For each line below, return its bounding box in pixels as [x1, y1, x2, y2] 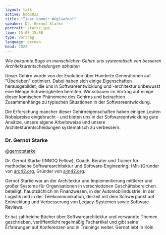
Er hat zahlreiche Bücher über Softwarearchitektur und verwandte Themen [5, 214, 158, 220]
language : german [5, 40, 41, 45]
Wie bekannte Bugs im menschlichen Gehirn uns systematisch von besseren [5, 58, 162, 63]
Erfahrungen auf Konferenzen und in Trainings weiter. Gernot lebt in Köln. [5, 224, 155, 230]
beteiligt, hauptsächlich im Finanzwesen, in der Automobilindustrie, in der [5, 188, 155, 194]
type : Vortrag [5, 35, 35, 40]
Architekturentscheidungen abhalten [5, 63, 80, 69]
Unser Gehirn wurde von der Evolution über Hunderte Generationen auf [5, 72, 151, 78]
